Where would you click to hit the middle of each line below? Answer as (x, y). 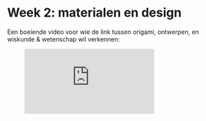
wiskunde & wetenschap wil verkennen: (64, 39)
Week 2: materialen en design (94, 13)
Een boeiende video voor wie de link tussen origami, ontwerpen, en (103, 32)
